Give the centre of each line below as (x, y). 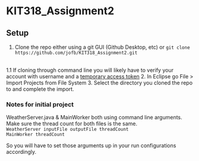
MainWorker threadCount (36, 135)
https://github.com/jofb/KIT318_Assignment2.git (76, 53)
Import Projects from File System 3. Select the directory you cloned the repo (99, 83)
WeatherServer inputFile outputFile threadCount (67, 130)
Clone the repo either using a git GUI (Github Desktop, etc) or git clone (102, 47)
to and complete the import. (40, 89)
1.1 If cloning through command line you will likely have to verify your (90, 70)
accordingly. (21, 152)
